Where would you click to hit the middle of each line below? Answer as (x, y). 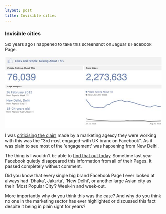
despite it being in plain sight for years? (45, 206)
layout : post (19, 10)
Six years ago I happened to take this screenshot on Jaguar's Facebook (79, 44)
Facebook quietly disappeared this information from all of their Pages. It (78, 161)
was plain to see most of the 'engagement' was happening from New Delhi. (82, 146)
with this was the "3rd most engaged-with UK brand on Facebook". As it (79, 140)
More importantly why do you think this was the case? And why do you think (83, 196)
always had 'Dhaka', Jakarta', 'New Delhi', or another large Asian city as (78, 181)
